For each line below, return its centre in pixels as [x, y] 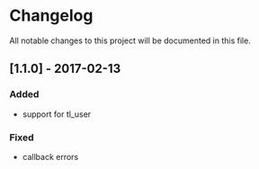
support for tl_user [57, 114]
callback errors [50, 156]
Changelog [51, 16]
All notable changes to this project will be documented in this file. [130, 40]
